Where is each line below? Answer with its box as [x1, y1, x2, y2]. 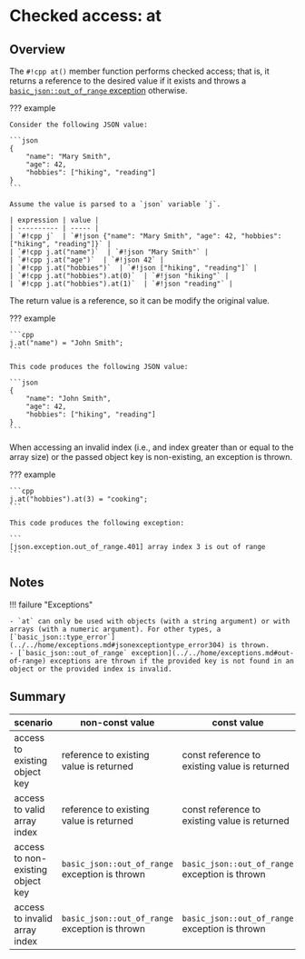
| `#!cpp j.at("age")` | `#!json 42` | [9, 255, 165, 265]
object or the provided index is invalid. [9, 664, 172, 674]
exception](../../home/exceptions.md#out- [131, 648, 295, 657]
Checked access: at [9, 5, 162, 26]
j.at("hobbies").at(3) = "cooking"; [9, 494, 148, 504]
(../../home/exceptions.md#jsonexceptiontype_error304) [9, 640, 225, 650]
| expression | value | [9, 215, 100, 225]
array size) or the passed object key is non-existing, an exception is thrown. [9, 452, 293, 462]
